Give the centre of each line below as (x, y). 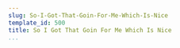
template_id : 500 (37, 23)
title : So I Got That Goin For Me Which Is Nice (90, 30)
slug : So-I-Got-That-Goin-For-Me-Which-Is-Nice (88, 15)
